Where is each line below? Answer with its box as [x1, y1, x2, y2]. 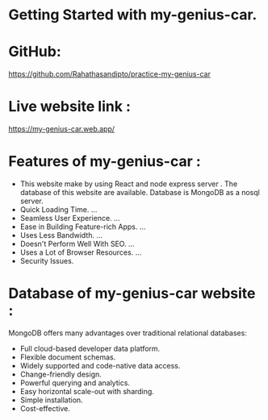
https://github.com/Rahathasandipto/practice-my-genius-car [8, 69, 211, 79]
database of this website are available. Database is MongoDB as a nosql [19, 188, 260, 197]
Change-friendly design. [19, 369, 103, 379]
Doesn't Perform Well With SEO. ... [19, 239, 135, 248]
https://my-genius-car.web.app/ [8, 124, 115, 134]
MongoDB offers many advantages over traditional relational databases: [8, 328, 248, 338]
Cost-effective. [19, 403, 71, 413]
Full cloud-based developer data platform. [19, 343, 161, 353]
